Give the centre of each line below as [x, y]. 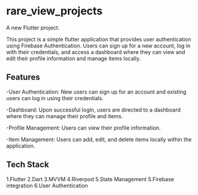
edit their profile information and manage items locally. [73, 58]
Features [23, 77]
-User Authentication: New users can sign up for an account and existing [96, 92]
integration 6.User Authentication [47, 185]
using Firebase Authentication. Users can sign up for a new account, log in [98, 46]
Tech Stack [28, 165]
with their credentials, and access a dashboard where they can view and [96, 52]
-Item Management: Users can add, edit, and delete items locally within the [99, 139]
